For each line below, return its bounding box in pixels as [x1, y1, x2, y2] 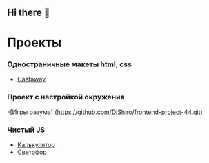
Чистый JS [7, 125, 46, 135]
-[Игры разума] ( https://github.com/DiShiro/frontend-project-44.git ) [7, 108, 203, 116]
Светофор [17, 148, 47, 156]
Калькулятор [17, 141, 55, 149]
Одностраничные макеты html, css [7, 59, 132, 69]
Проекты [7, 35, 62, 50]
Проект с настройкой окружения [7, 92, 125, 102]
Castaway [17, 75, 46, 83]
